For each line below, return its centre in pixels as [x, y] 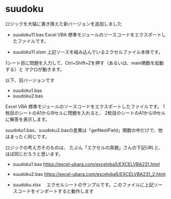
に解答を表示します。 [28, 119]
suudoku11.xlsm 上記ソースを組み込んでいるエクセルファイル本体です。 [88, 52]
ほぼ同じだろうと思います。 [34, 154]
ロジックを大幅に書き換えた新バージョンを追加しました [63, 24]
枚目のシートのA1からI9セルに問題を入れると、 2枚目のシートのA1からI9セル [85, 113]
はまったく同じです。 [28, 136]
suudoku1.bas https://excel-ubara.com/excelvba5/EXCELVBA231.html [86, 164]
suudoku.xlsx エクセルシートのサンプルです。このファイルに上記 [83, 185]
